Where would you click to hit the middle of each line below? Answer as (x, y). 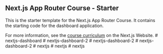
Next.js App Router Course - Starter (62, 8)
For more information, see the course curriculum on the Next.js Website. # (82, 35)
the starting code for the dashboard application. (54, 25)
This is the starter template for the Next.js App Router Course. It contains (80, 20)
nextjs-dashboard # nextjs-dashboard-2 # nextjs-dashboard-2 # (72, 40)
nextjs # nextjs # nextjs (61, 46)
